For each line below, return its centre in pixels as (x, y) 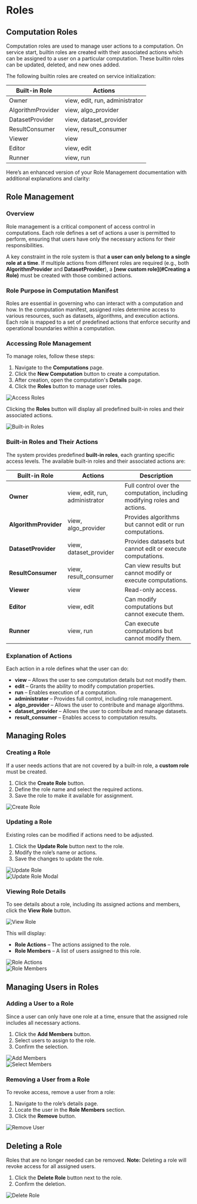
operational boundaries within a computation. (61, 328)
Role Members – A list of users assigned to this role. (78, 951)
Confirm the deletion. (40, 1183)
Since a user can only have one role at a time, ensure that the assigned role (97, 1016)
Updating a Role (29, 822)
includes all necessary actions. (43, 1023)
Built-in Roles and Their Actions (52, 442)
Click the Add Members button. (53, 1034)
